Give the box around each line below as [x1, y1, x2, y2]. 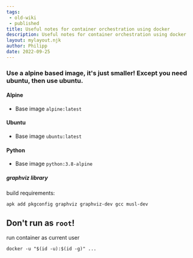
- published [9, 20, 40, 26]
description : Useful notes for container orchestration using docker [6, 32, 187, 38]
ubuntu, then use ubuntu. [6, 76, 83, 85]
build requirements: [6, 190, 55, 197]
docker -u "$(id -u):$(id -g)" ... [6, 246, 97, 252]
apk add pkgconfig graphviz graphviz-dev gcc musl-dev [6, 201, 149, 207]
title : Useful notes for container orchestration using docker [6, 26, 170, 32]
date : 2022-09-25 [6, 49, 51, 55]
